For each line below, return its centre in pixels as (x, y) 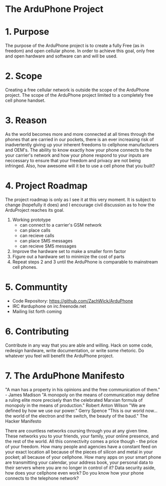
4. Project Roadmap (46, 186)
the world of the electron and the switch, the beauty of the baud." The (77, 416)
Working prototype (31, 220)
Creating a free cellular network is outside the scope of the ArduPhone (77, 90)
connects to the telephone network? (42, 478)
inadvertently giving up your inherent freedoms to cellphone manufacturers (82, 145)
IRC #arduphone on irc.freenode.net (49, 306)
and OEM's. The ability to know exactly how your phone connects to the (79, 150)
